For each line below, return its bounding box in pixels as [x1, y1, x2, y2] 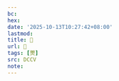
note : [7, 63, 24, 70]
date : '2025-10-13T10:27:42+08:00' [7, 23, 113, 30]
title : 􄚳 [7, 37, 33, 44]
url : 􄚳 [7, 43, 27, 50]
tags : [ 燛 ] [7, 50, 39, 57]
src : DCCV [7, 56, 37, 63]
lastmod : [7, 30, 33, 37]
